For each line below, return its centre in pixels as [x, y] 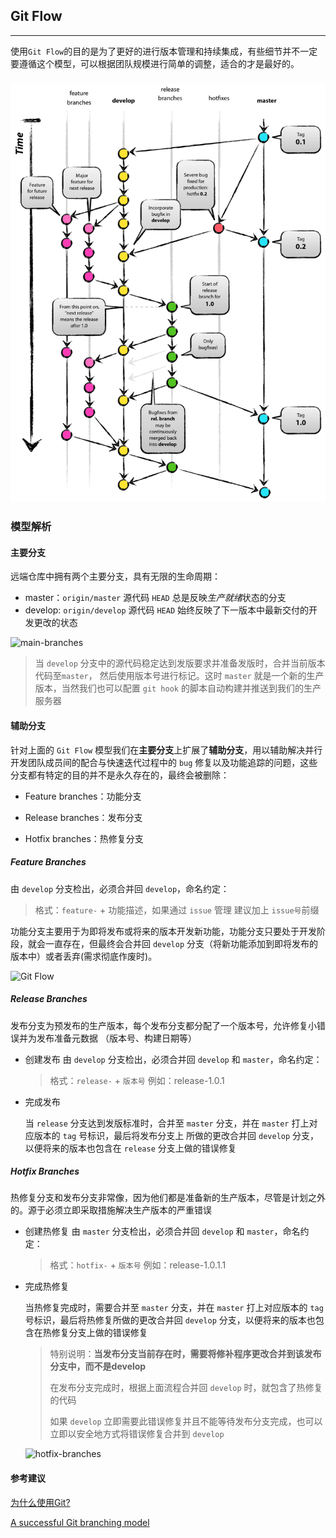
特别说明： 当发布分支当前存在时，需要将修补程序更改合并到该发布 [185, 1354]
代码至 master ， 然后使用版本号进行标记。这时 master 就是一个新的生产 [179, 676]
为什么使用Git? [40, 1502]
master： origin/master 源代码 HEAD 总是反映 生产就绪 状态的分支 [155, 598]
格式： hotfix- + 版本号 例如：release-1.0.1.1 [138, 1265]
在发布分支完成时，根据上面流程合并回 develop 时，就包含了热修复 [186, 1388]
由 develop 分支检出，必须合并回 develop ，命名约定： [120, 888]
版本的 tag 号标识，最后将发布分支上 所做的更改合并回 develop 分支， [176, 1135]
